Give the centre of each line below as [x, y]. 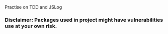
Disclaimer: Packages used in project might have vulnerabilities [84, 20]
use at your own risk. [31, 26]
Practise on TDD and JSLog [33, 7]
